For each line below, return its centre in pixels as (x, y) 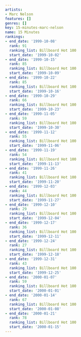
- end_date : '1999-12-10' (31, 205)
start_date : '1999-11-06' (35, 146)
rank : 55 (18, 137)
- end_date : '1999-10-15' (31, 59)
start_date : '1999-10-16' (35, 91)
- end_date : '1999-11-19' (31, 150)
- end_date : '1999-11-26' (31, 168)
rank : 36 (18, 227)
